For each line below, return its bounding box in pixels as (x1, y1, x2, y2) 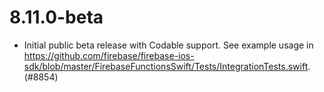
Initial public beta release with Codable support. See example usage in (23, 39, 314, 51)
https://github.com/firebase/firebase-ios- (23, 49, 195, 61)
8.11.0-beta (9, 6, 104, 29)
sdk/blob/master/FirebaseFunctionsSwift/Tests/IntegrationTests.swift (23, 60, 309, 72)
